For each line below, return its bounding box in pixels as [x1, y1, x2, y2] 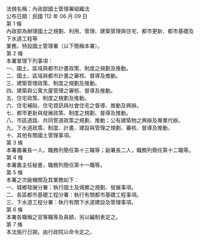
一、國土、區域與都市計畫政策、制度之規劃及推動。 [6, 65, 132, 71]
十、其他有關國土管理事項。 [6, 132, 74, 139]
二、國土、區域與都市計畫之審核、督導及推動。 [6, 72, 121, 79]
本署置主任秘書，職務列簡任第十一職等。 [6, 161, 105, 168]
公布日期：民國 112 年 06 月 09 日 [6, 12, 88, 20]
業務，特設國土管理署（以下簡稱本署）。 [6, 42, 103, 49]
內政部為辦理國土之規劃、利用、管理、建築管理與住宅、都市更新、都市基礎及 [6, 27, 194, 35]
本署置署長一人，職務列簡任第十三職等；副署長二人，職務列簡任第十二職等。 [6, 146, 194, 154]
